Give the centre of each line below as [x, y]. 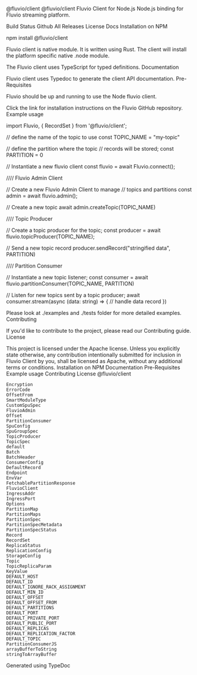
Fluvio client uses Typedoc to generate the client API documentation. [90, 79]
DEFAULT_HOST [22, 577]
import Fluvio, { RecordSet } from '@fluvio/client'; [66, 126]
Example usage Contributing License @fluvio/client [69, 374]
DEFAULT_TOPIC [24, 639]
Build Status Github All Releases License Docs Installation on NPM [87, 26]
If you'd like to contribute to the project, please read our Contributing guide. [99, 331]
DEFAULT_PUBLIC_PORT [32, 623]
